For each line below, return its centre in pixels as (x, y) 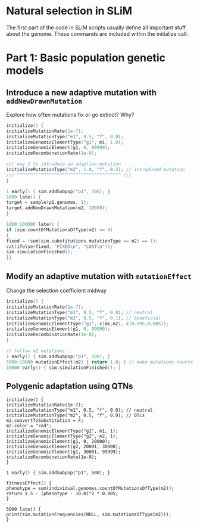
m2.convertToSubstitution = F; (45, 421)
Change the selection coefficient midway (57, 291)
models (25, 71)
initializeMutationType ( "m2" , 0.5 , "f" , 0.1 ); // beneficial (84, 318)
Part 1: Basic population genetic (86, 58)
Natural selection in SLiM (69, 11)
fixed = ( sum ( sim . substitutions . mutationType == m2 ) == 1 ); (82, 241)
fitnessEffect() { (29, 483)
